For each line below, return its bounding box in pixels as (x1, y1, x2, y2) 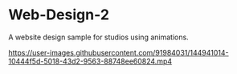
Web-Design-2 (8, 6, 110, 24)
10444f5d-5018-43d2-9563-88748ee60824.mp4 (8, 56, 173, 66)
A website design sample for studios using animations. (8, 32, 189, 42)
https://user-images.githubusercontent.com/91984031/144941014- (8, 47, 229, 57)
